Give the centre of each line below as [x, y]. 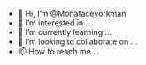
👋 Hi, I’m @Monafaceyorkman [72, 14]
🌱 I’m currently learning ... [65, 32]
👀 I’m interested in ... [55, 23]
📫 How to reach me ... [58, 51]
